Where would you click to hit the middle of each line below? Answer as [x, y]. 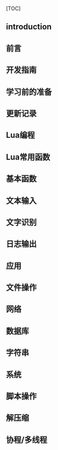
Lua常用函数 [28, 157]
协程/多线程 [27, 440]
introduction [29, 27]
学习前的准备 [29, 92]
